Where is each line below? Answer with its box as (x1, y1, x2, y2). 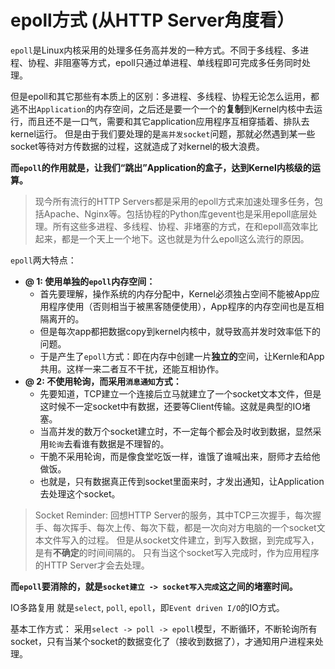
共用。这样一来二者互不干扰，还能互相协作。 (39, 362, 225, 375)
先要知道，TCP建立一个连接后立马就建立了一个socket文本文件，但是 (39, 387, 322, 400)
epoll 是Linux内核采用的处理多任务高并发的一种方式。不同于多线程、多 (10, 44, 301, 56)
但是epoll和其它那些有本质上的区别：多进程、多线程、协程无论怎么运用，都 (10, 90, 320, 102)
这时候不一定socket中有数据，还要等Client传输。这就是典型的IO (39, 400, 302, 412)
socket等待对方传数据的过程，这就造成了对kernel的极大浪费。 (10, 140, 265, 152)
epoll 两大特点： (10, 254, 77, 266)
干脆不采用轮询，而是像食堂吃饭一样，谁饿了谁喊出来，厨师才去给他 (39, 450, 321, 462)
